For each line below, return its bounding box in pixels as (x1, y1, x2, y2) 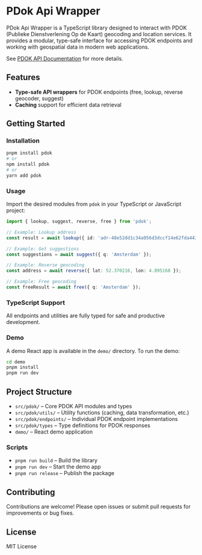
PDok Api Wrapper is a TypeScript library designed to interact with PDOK (6, 24, 188, 31)
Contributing (6, 487, 55, 497)
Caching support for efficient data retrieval (14, 101, 122, 108)
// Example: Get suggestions (6, 245, 79, 252)
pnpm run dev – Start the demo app (14, 463, 101, 470)
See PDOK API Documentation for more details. (6, 55, 123, 62)
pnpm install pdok (6, 150, 52, 156)
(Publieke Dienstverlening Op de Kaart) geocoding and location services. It (6, 30, 192, 37)
